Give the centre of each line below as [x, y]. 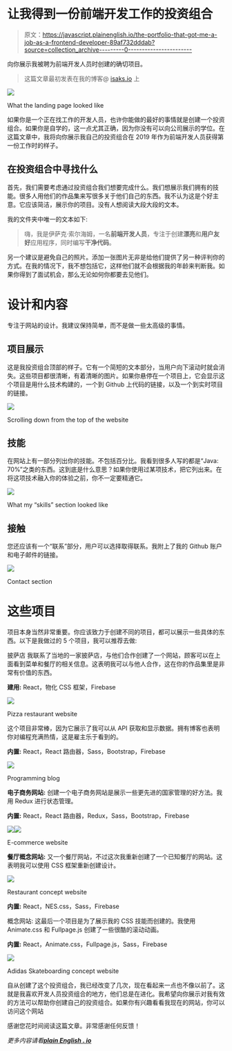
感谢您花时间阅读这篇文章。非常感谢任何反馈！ [74, 1026]
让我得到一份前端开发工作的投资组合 [110, 14]
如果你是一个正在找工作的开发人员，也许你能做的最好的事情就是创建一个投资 [116, 119]
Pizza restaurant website [42, 714]
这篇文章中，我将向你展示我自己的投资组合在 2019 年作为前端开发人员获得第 [116, 137]
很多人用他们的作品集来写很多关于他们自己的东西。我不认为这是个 [113, 196]
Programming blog [33, 778]
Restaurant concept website [47, 892]
